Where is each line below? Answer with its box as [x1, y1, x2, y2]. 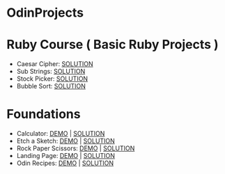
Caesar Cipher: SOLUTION [16, 60, 93, 68]
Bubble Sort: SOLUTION [16, 82, 86, 90]
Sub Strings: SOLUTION [16, 68, 86, 76]
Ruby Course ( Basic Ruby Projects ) [6, 37, 219, 53]
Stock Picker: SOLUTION [16, 74, 88, 83]
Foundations [6, 106, 81, 122]
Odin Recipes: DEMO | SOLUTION [16, 159, 114, 168]
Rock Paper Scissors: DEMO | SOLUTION [16, 144, 135, 152]
